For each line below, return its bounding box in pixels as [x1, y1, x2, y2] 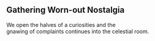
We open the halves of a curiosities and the [6, 21, 116, 28]
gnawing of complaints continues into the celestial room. [6, 28, 149, 35]
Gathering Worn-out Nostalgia [6, 5, 125, 15]
